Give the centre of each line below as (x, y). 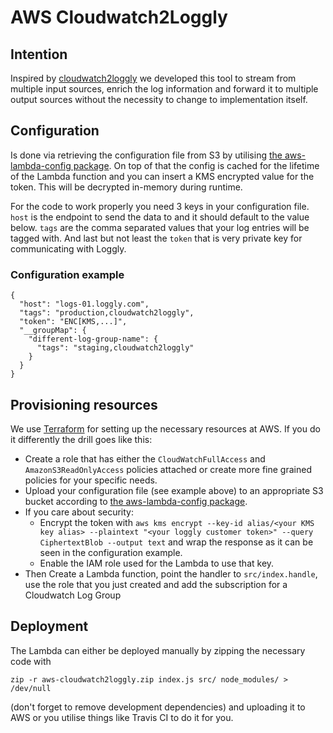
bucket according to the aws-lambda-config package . (136, 501)
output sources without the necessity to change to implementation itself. (159, 99)
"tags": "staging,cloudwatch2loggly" (115, 348)
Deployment (49, 626)
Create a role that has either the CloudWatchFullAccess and (145, 458)
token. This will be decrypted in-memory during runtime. (126, 187)
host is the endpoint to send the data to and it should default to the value (160, 217)
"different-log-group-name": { (93, 339)
